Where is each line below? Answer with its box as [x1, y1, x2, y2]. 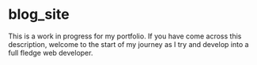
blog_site [8, 5, 70, 23]
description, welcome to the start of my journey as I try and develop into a [8, 39, 249, 49]
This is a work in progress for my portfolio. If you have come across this [8, 31, 242, 41]
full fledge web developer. [8, 48, 93, 57]
